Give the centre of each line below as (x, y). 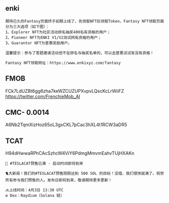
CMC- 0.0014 (27, 113)
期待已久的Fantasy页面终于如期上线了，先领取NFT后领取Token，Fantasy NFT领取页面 (85, 21)
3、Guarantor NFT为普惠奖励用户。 (39, 43)
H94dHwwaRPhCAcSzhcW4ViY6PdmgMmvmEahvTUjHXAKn (70, 153)
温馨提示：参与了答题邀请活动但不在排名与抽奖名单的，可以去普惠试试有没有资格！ (80, 53)
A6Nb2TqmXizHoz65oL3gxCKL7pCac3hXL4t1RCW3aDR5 (66, 125)
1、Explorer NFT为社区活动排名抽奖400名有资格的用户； (58, 32)
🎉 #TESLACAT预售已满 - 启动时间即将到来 (44, 164)
